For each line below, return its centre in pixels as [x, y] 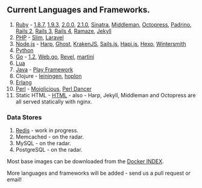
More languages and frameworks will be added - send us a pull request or [99, 173]
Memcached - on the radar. [49, 137]
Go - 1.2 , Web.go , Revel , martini [55, 56]
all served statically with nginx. [54, 102]
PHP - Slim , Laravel [39, 37]
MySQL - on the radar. [43, 143]
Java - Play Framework [44, 70]
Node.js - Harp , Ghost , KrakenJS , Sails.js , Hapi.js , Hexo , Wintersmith [101, 44]
